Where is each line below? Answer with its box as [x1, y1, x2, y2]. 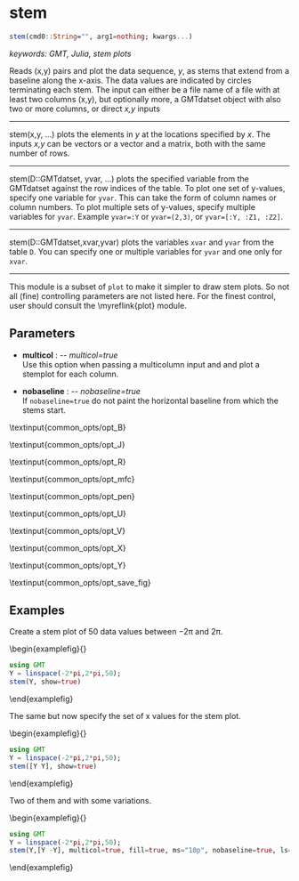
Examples [9, 603, 65, 618]
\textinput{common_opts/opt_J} [9, 439, 126, 449]
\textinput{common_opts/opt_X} [9, 542, 126, 554]
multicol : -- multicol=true [21, 350, 118, 360]
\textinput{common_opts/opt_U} [9, 508, 127, 519]
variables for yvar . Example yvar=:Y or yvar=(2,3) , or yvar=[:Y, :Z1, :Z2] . [9, 211, 283, 222]
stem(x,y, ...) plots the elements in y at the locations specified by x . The [9, 128, 271, 140]
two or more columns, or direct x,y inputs [9, 103, 160, 114]
